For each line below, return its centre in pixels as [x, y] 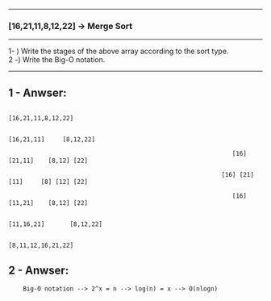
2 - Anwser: [39, 270]
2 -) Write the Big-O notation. [57, 60]
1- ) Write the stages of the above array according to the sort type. [119, 51]
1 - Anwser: [38, 92]
